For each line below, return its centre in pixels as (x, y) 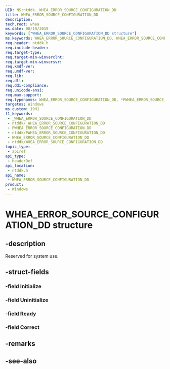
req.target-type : (24, 52)
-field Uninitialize (27, 300)
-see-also (21, 361)
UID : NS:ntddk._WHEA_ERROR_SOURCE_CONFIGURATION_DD (61, 10)
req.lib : (14, 76)
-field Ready (21, 314)
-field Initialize (23, 286)
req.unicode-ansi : (25, 90)
